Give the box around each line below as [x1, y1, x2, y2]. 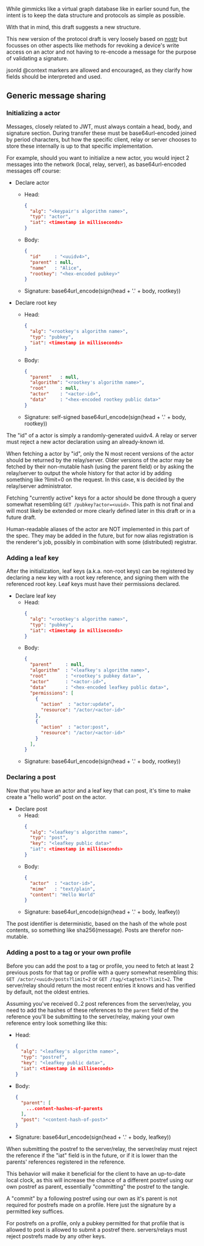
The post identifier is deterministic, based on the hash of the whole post [6, 920, 187, 928]
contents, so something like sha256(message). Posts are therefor [6, 926, 171, 934]
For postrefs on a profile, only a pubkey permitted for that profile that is [6, 1220, 185, 1227]
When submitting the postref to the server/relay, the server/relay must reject [6, 1145, 198, 1153]
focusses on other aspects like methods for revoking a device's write [6, 42, 180, 49]
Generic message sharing [6, 91, 107, 101]
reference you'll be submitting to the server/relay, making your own [6, 1012, 175, 1020]
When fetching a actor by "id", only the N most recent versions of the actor [6, 449, 194, 457]
